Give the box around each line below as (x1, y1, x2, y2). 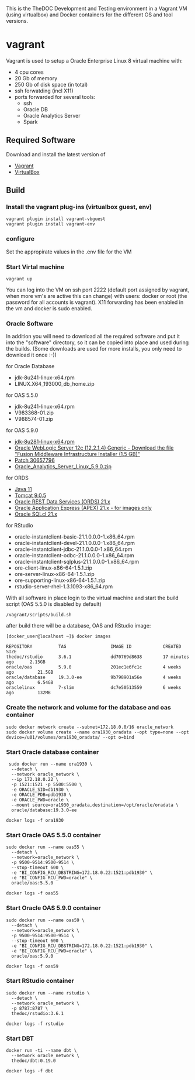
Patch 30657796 (14, 457, 55, 464)
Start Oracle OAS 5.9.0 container (6, 904, 101, 912)
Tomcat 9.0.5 (14, 492, 47, 499)
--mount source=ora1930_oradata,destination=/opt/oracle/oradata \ (11, 802, 179, 808)
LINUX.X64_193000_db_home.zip (14, 380, 95, 388)
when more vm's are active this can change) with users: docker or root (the (6, 293, 187, 300)
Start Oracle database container (6, 748, 99, 756)
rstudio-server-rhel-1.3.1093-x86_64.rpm (14, 583, 113, 590)
